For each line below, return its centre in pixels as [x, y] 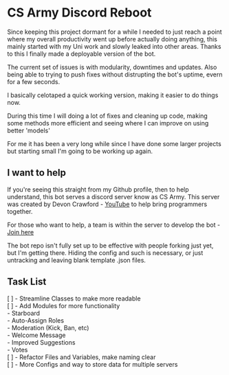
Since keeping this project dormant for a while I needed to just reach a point [115, 32]
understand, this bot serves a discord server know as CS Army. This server [113, 196]
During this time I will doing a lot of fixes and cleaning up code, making [107, 116]
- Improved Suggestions [41, 342]
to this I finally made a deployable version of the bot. [81, 54]
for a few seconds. [34, 81]
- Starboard [23, 313]
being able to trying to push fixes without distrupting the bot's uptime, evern [115, 74]
